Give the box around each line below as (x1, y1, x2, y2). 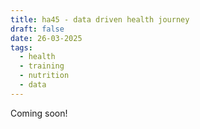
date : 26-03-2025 (10, 33, 83, 43)
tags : (10, 42, 33, 53)
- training (19, 61, 65, 71)
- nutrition (19, 71, 70, 81)
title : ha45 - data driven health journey (10, 14, 190, 25)
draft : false (10, 24, 65, 34)
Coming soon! (10, 107, 68, 119)
